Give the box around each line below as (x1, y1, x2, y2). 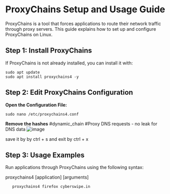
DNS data (5, 126, 26, 132)
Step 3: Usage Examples (5, 150, 85, 159)
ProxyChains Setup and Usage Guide (5, 4, 165, 15)
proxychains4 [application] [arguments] (5, 174, 89, 180)
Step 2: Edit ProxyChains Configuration (5, 88, 133, 97)
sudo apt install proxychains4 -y (5, 74, 79, 79)
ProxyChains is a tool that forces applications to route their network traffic (5, 20, 161, 27)
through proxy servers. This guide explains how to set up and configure (5, 26, 156, 32)
